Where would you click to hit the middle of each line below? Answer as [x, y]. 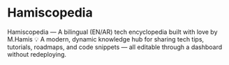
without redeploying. [37, 54]
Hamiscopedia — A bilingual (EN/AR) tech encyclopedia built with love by [112, 32]
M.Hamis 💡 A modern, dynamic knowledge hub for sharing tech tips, [106, 39]
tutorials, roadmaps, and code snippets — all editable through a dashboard [115, 47]
